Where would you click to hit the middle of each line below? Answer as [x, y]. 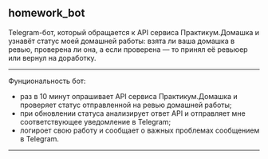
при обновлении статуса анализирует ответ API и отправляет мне [132, 113]
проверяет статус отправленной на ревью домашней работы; [126, 105]
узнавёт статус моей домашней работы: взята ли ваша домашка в [122, 41]
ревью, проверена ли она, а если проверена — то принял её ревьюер [128, 49]
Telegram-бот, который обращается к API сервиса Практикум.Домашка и [134, 32]
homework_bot [47, 13]
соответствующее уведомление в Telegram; [95, 121]
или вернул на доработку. [53, 58]
